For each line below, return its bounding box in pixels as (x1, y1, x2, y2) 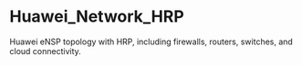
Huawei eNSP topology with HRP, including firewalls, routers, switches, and (9, 36, 294, 47)
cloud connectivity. (9, 45, 82, 56)
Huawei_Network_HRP (9, 6, 184, 27)
